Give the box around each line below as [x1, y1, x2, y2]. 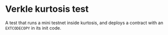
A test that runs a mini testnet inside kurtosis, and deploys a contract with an [5, 20, 163, 26]
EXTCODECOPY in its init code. [5, 25, 62, 31]
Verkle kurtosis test [5, 3, 89, 15]
